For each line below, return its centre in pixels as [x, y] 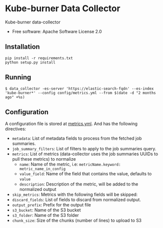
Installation [22, 47]
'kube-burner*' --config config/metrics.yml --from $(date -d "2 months [81, 93]
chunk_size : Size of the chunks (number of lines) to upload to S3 [77, 221]
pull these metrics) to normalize [44, 159]
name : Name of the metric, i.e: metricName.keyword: [70, 165]
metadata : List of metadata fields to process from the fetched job [77, 138]
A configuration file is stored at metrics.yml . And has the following [71, 124]
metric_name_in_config [42, 169]
